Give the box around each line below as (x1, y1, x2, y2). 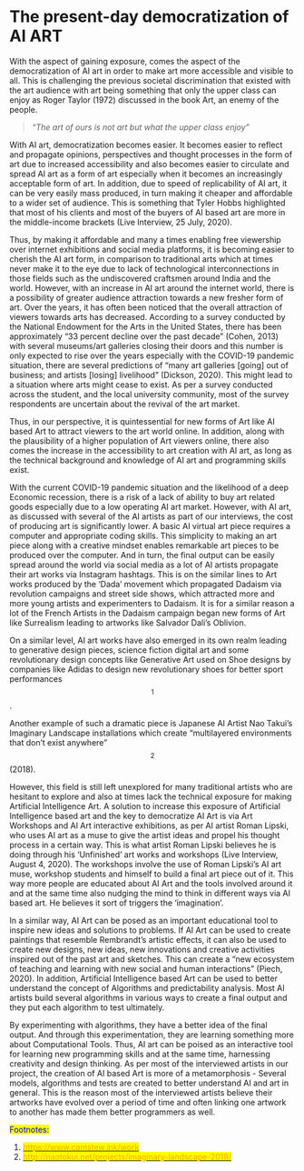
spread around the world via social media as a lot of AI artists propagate (9, 559, 279, 570)
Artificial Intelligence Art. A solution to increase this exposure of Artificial (9, 800, 281, 811)
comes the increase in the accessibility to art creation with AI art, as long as (9, 445, 292, 455)
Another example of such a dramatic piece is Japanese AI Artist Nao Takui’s (9, 717, 293, 728)
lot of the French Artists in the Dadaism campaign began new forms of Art (9, 607, 286, 618)
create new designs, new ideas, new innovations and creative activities (9, 944, 275, 955)
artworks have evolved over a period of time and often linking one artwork (9, 1096, 287, 1107)
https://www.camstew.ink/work (22, 1141, 140, 1152)
